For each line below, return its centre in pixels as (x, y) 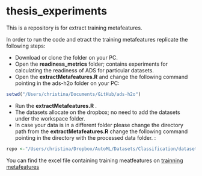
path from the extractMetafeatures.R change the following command (101, 131)
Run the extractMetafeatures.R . (56, 105)
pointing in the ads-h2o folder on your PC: (67, 83)
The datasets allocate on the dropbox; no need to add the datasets (97, 112)
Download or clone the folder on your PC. (66, 57)
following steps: (26, 46)
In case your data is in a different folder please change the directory (99, 125)
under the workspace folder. (50, 118)
